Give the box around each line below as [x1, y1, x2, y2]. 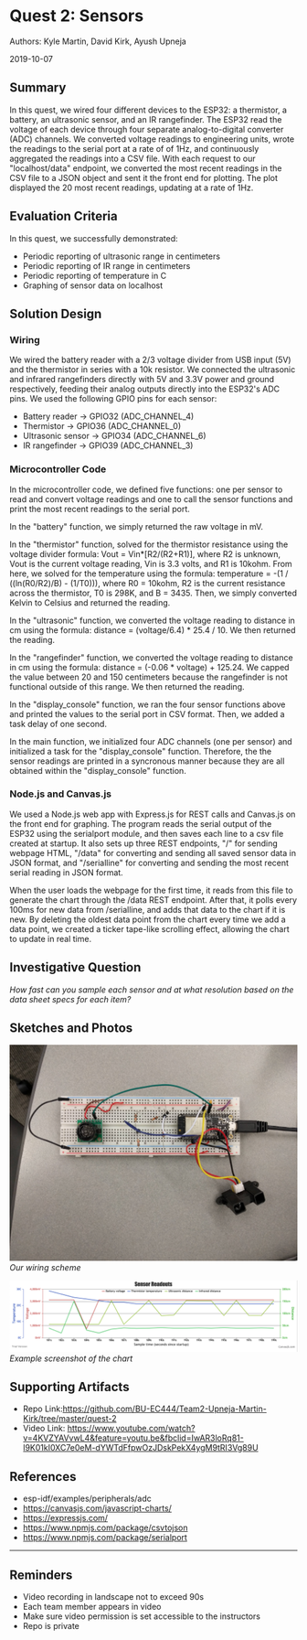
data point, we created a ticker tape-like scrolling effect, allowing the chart [9, 923, 290, 934]
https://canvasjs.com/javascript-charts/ [22, 1503, 172, 1514]
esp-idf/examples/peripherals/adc [22, 1493, 153, 1505]
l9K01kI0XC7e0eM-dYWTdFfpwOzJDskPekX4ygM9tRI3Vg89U [22, 1442, 259, 1453]
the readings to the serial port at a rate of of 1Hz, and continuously [9, 143, 259, 154]
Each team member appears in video [22, 1601, 162, 1612]
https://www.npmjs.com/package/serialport [22, 1532, 187, 1543]
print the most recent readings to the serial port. [9, 503, 190, 514]
